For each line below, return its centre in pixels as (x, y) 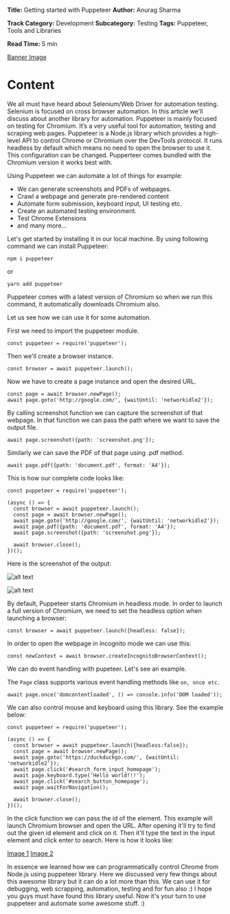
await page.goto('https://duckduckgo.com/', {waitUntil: (96, 757)
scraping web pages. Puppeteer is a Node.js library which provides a (105, 133)
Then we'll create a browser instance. (60, 356)
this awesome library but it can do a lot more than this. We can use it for (109, 881)
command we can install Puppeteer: (58, 246)
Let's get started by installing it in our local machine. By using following (107, 238)
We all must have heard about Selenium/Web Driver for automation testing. (113, 104)
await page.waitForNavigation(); (61, 787)
